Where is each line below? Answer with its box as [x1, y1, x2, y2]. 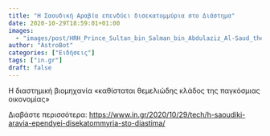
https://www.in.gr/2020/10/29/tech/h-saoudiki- [88, 110, 246, 119]
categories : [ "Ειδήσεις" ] [8, 49, 95, 57]
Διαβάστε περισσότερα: [8, 110, 88, 119]
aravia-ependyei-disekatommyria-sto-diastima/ [8, 118, 166, 128]
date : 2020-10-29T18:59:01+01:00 [8, 19, 121, 27]
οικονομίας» [8, 94, 50, 104]
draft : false [8, 64, 52, 72]
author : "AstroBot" [8, 42, 74, 50]
